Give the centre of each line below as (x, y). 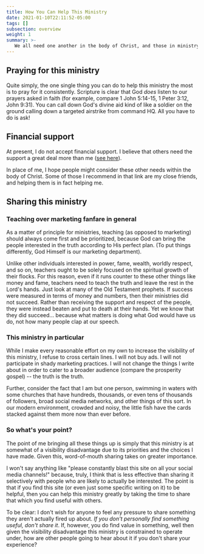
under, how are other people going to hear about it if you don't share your (98, 538)
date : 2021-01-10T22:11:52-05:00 (49, 18)
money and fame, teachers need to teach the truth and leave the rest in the (100, 283)
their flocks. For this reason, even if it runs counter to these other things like (101, 276)
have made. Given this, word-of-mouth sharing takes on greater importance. (102, 456)
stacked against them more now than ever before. (69, 414)
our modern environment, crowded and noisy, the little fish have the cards (99, 408)
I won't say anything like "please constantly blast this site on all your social (100, 468)
